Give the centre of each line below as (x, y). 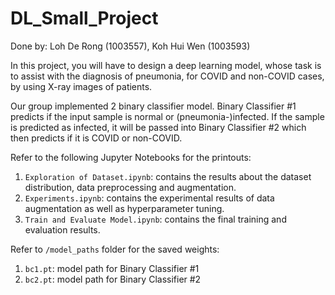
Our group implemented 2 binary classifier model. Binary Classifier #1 (153, 106)
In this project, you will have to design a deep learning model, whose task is (166, 65)
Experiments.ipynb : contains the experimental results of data (149, 198)
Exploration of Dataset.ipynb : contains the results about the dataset (168, 176)
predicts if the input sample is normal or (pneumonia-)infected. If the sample (167, 116)
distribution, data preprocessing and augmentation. (130, 187)
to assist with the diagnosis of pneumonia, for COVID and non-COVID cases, (167, 76)
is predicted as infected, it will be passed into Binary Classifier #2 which (158, 127)
